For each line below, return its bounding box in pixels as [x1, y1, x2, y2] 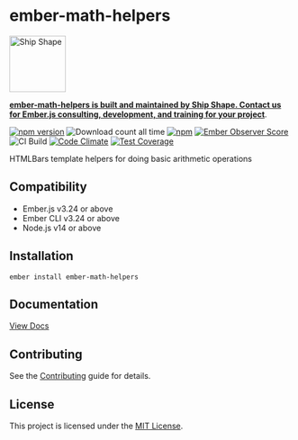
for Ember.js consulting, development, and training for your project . [9, 109, 267, 120]
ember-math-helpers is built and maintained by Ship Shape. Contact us [9, 99, 282, 110]
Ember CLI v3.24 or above [22, 212, 120, 223]
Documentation [9, 296, 99, 311]
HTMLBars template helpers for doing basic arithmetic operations [9, 153, 252, 164]
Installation [9, 248, 74, 264]
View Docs [9, 320, 50, 331]
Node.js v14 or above [22, 222, 102, 233]
